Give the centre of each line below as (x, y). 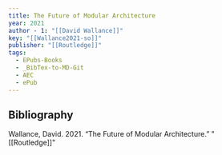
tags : (17, 53)
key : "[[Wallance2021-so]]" (55, 38)
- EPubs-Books (39, 61)
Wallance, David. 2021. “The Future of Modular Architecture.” (109, 134)
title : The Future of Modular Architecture (82, 16)
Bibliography (41, 115)
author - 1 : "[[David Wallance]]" (66, 30)
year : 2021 (26, 23)
